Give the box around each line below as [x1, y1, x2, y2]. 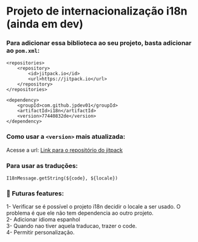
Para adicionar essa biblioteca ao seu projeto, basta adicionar [6, 39, 192, 47]
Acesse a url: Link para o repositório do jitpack [6, 146, 123, 153]
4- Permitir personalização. [6, 229, 75, 236]
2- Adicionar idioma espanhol [6, 216, 80, 223]
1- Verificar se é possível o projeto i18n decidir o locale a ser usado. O [6, 203, 181, 210]
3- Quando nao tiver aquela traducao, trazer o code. [6, 223, 137, 230]
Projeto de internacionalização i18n [6, 4, 188, 18]
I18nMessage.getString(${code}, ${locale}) [6, 175, 118, 181]
